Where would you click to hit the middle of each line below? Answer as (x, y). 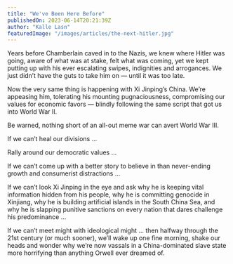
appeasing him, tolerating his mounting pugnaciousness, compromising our (116, 97)
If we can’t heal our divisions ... (52, 139)
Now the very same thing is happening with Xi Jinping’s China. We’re (106, 89)
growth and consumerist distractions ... (64, 173)
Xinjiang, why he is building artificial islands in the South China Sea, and (111, 202)
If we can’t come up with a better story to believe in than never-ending (109, 166)
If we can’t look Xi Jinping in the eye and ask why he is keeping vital (106, 187)
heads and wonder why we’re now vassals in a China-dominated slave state (117, 246)
